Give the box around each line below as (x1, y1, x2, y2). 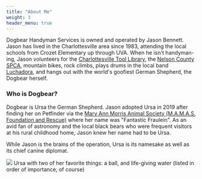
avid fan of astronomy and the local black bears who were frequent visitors (6, 123, 192, 130)
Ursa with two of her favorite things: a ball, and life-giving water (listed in (13, 159, 194, 166)
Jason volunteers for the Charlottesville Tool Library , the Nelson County (17, 55, 194, 63)
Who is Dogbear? (6, 89, 58, 98)
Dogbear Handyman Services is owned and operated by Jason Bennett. (6, 37, 185, 44)
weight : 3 (6, 14, 31, 20)
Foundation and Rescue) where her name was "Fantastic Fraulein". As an (6, 116, 187, 123)
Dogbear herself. (6, 74, 48, 82)
